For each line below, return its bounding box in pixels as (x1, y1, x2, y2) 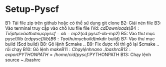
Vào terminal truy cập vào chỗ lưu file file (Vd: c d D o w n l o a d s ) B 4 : (5, 25, 139, 31)
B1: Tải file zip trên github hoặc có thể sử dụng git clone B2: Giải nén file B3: (5, 20, 161, 26)
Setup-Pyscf (5, 3, 59, 15)
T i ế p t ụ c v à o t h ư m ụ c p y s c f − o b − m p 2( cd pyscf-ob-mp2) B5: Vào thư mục (5, 30, 155, 36)
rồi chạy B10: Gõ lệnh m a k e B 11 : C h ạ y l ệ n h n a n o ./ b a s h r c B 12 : (5, 46, 131, 52)
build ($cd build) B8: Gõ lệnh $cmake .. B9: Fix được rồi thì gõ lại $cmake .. (5, 41, 159, 47)
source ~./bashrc (5, 57, 41, 63)
